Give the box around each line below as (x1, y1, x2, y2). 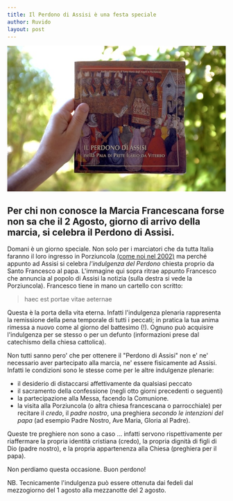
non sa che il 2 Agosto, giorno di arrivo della (7, 216, 201, 227)
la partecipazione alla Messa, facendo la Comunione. (17, 394, 169, 403)
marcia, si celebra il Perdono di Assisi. (7, 226, 175, 238)
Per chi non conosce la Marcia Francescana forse (7, 204, 225, 216)
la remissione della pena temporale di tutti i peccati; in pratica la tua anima (7, 316, 219, 324)
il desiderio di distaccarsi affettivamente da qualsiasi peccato (17, 380, 192, 388)
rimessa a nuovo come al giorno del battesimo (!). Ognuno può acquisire (7, 323, 214, 332)
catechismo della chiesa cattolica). (7, 338, 106, 346)
